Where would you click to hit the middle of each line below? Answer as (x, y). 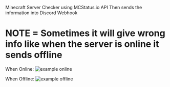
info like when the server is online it (82, 44)
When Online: (20, 69)
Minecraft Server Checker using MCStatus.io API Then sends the (74, 7)
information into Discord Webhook (41, 13)
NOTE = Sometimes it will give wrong (85, 33)
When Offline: (20, 79)
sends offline (34, 55)
